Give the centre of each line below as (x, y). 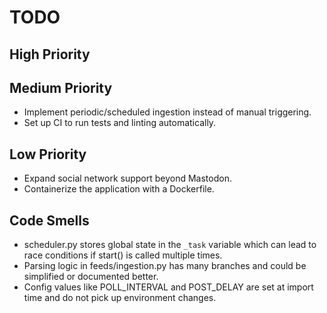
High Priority (50, 54)
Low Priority (48, 154)
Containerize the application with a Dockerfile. (119, 189)
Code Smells (49, 220)
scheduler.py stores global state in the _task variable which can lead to (170, 245)
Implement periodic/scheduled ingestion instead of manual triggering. (167, 112)
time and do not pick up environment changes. (120, 298)
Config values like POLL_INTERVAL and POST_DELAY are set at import (168, 287)
